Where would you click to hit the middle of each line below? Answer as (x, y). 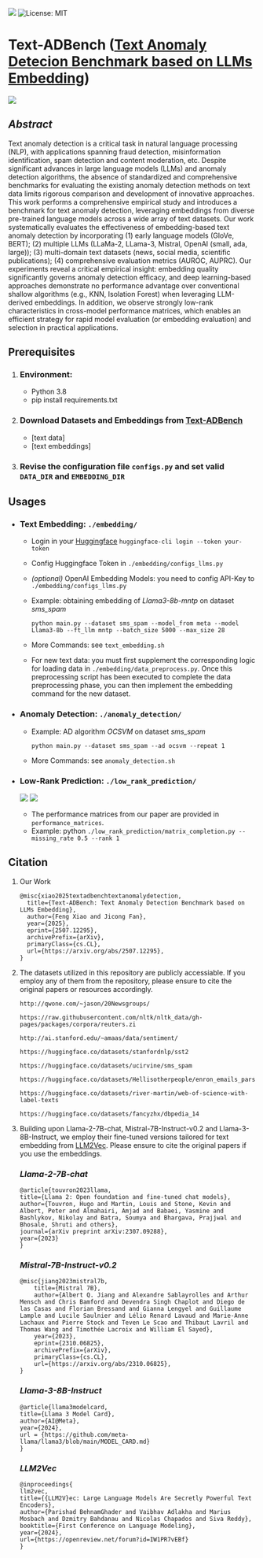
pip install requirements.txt (74, 400)
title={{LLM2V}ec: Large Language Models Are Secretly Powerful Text (136, 1498)
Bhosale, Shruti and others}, (69, 1225)
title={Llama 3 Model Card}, (67, 1414)
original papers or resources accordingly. (86, 989)
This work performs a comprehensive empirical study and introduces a (123, 202)
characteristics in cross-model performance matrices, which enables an (124, 310)
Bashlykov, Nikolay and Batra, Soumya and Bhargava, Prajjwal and (130, 1218)
